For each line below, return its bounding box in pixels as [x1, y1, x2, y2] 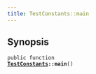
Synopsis [7, 36, 49, 48]
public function [7, 54, 55, 61]
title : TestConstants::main [7, 10, 90, 17]
